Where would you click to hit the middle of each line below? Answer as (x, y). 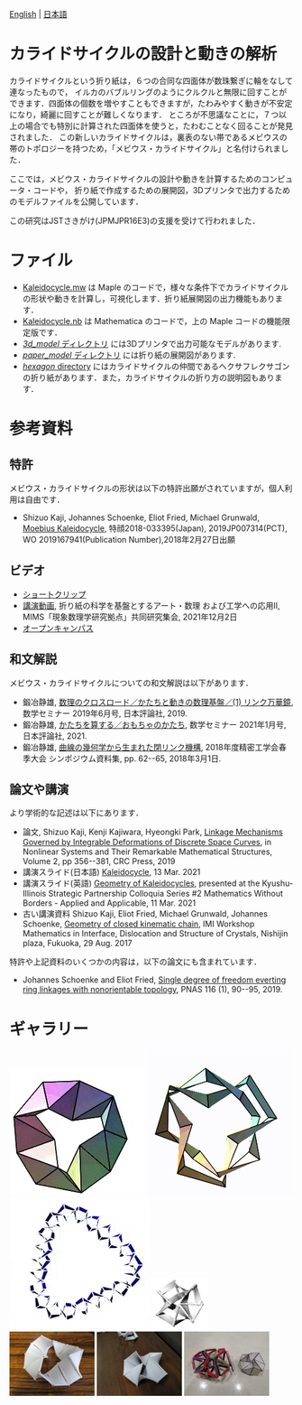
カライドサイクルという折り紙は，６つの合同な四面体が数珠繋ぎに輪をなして (151, 80)
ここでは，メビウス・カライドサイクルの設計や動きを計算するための (136, 179)
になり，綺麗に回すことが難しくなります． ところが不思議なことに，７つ (144, 114)
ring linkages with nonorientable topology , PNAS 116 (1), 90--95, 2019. (152, 990)
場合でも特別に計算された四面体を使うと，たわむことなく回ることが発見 (159, 126)
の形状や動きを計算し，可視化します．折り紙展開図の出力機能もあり (149, 298)
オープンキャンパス (58, 628)
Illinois (34, 894)
